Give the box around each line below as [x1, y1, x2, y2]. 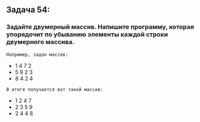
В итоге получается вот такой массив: [6, 87, 103, 93]
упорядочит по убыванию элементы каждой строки [6, 30, 168, 38]
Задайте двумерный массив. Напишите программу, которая [6, 23, 195, 31]
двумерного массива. [6, 38, 75, 46]
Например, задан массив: [6, 51, 68, 58]
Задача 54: [6, 5, 50, 15]
